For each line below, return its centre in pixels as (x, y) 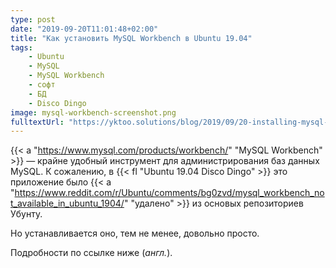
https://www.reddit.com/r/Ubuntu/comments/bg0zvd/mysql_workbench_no (169, 193)
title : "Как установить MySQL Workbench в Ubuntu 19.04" (131, 38)
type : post (33, 19)
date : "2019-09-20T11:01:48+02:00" (84, 29)
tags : (21, 47)
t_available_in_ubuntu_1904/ (67, 203)
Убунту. (26, 214)
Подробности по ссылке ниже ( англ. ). (91, 253)
